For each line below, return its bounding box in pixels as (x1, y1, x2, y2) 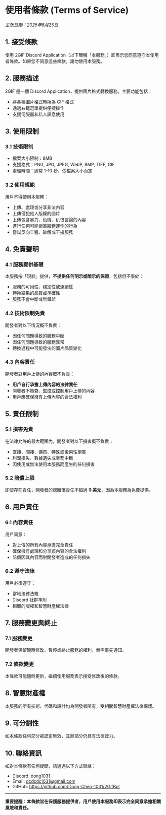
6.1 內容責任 (5, 519, 34, 526)
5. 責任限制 (5, 410, 39, 418)
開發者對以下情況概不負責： (5, 322, 62, 328)
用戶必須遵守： (5, 580, 36, 586)
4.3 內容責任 (5, 358, 35, 365)
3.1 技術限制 (5, 143, 34, 150)
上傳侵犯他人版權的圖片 (12, 210, 60, 216)
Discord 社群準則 (12, 597, 47, 603)
